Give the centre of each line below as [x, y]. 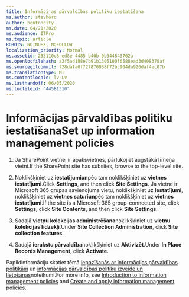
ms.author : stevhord [32, 17]
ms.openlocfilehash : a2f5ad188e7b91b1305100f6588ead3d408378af [86, 61]
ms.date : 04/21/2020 [32, 28]
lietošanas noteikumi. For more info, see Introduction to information [86, 275]
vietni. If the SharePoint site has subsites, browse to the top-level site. [99, 166]
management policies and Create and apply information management [90, 281]
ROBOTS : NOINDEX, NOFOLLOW [39, 45]
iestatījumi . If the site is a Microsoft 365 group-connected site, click [97, 203]
